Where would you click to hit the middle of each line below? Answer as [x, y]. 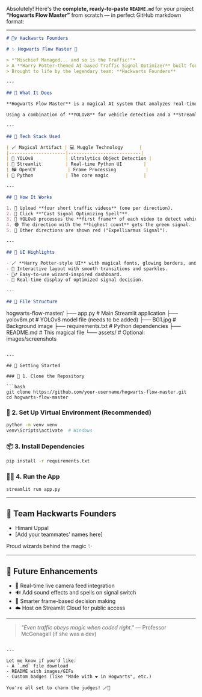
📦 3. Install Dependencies [46, 446]
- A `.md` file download [37, 666]
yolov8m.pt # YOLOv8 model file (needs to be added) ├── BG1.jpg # [91, 320]
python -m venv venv [32, 425]
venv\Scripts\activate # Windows [50, 430]
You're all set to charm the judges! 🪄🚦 [58, 688]
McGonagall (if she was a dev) [59, 634]
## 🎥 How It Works [29, 197]
